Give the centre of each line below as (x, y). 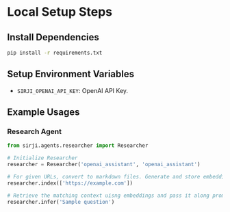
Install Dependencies (53, 37)
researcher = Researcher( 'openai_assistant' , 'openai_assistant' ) (104, 165)
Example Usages (43, 112)
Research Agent (34, 132)
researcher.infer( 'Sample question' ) (61, 202)
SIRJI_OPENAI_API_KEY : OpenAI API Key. (73, 90)
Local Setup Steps (60, 12)
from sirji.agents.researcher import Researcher (78, 146)
